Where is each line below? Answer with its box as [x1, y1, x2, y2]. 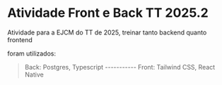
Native [24, 70, 44, 79]
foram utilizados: [7, 49, 57, 58]
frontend [7, 35, 33, 44]
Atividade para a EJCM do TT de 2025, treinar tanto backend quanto [7, 28, 207, 37]
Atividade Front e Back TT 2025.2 [7, 5, 209, 21]
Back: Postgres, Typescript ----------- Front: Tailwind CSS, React [24, 63, 216, 71]
